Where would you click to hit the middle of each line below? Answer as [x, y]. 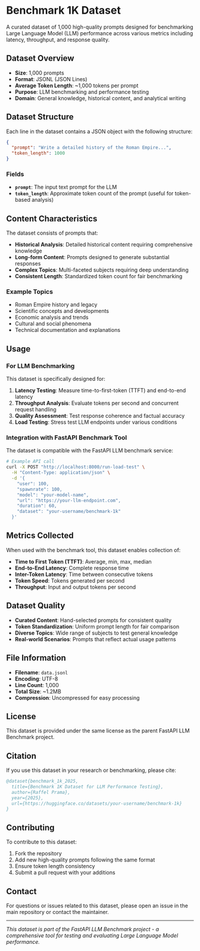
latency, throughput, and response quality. [58, 39]
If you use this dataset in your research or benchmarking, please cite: [91, 770]
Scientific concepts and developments [62, 311]
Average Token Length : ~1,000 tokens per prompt [76, 85]
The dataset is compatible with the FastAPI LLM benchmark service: [90, 451]
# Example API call [30, 461]
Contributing [30, 827]
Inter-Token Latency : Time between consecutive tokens [84, 574]
